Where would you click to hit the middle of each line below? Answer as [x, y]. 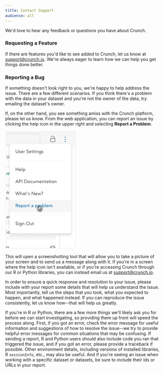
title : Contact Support [30, 10]
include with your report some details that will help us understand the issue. [82, 287]
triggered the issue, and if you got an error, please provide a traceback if [79, 344]
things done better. [24, 64]
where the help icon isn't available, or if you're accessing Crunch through [80, 267]
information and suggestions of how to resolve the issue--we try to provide [82, 328]
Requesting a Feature [31, 43]
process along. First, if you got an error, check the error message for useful [82, 323]
